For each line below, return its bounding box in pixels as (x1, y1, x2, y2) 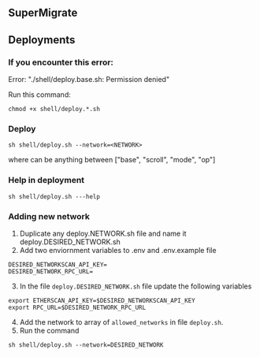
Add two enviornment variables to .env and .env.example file (19, 245, 217, 255)
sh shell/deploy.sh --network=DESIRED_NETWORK (8, 340, 164, 349)
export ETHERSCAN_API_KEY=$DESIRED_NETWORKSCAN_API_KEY (8, 296, 195, 304)
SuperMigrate (8, 6, 78, 20)
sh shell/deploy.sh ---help (8, 192, 101, 200)
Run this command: (8, 90, 71, 99)
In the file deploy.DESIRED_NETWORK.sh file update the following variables (19, 281, 252, 291)
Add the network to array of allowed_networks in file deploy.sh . (19, 317, 224, 326)
